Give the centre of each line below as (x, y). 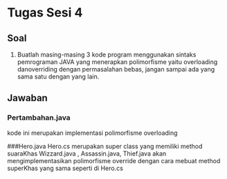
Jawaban (28, 98)
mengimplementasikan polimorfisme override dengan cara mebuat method (114, 160)
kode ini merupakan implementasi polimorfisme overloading (92, 133)
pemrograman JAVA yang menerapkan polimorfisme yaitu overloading (117, 62)
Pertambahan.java (39, 118)
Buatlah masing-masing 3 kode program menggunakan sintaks (107, 54)
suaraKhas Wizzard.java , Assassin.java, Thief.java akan (87, 154)
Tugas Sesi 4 (45, 13)
